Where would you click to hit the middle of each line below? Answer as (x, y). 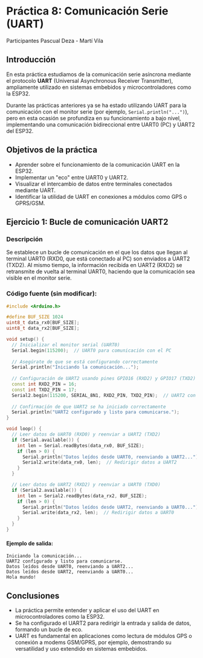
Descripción (25, 239)
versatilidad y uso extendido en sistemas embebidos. (81, 648)
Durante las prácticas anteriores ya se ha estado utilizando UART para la (96, 105)
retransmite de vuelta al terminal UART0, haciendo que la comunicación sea (101, 272)
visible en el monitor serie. (39, 278)
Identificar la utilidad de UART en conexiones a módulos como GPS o (101, 196)
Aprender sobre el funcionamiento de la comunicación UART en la (97, 164)
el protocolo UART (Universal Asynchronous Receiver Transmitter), (90, 80)
